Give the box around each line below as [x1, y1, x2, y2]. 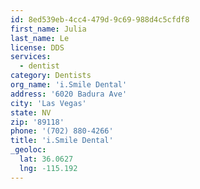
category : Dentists [10, 71, 92, 81]
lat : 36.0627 [19, 154, 74, 164]
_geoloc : [10, 145, 47, 155]
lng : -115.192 [19, 163, 78, 173]
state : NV [10, 107, 52, 118]
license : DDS [10, 42, 65, 53]
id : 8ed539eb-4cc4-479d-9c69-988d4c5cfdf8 [10, 14, 190, 25]
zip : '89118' [10, 117, 65, 127]
